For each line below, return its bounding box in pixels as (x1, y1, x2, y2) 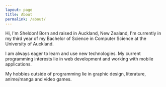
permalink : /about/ (5, 16, 46, 21)
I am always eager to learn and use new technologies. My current (5, 50, 141, 56)
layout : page (5, 7, 33, 12)
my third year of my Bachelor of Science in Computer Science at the (5, 35, 147, 41)
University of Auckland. (5, 41, 54, 47)
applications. (5, 61, 32, 67)
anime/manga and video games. (5, 76, 72, 82)
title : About (5, 12, 33, 17)
